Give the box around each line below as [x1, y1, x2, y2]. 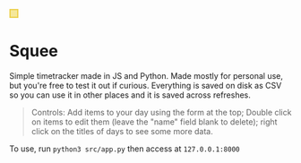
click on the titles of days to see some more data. [30, 125, 213, 136]
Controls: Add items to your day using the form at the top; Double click [30, 107, 292, 117]
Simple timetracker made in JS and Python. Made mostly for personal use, [9, 70, 284, 81]
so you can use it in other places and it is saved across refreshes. [9, 90, 251, 100]
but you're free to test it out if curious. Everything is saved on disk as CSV [9, 80, 282, 90]
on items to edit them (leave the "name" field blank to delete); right [30, 116, 278, 127]
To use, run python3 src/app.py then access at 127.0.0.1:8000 [9, 143, 240, 154]
